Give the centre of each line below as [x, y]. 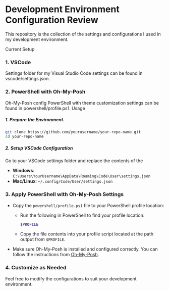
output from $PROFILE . [43, 239]
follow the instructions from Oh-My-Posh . [56, 255]
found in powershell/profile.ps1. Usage [45, 108]
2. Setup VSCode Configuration [39, 148]
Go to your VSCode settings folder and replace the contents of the [74, 161]
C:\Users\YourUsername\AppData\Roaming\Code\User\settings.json [81, 176]
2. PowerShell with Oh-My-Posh [45, 92]
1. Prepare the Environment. [35, 120]
